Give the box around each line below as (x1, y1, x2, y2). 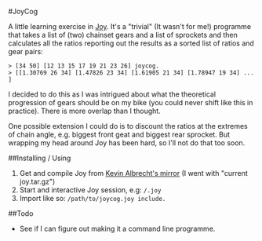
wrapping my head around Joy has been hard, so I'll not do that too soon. (8, 138, 246, 148)
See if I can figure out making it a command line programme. (19, 224, 216, 233)
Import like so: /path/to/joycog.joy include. (19, 194, 166, 203)
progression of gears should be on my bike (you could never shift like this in (8, 98, 253, 107)
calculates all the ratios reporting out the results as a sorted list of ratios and (8, 38, 255, 48)
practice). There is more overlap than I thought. (8, 106, 161, 115)
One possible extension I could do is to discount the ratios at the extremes (8, 122, 249, 130)
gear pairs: (8, 47, 43, 56)
